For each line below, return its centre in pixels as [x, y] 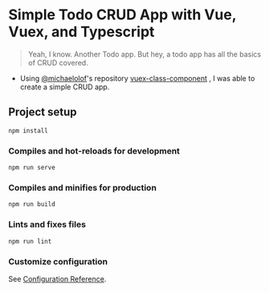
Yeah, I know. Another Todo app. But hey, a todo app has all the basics [145, 54]
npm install [28, 130]
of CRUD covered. [58, 63]
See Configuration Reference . [57, 278]
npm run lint [30, 241]
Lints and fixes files [47, 224]
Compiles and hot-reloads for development [94, 150]
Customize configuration [58, 261]
